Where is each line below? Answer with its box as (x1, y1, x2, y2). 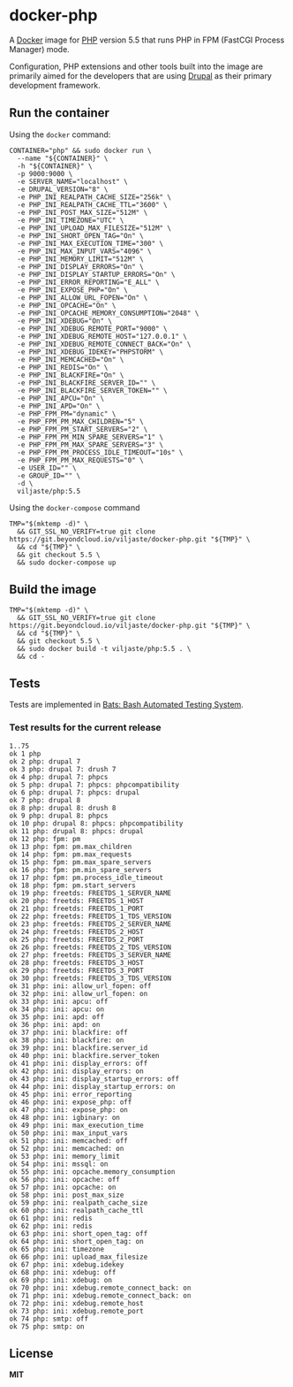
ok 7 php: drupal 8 (9, 795, 81, 805)
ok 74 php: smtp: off (9, 1314, 89, 1323)
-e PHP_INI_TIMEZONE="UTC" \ (17, 216, 124, 225)
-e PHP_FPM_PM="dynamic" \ (17, 409, 116, 418)
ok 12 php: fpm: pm (9, 834, 81, 843)
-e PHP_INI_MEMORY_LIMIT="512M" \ (17, 254, 144, 264)
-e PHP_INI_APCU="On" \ (17, 394, 104, 402)
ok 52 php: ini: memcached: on (9, 1144, 124, 1153)
